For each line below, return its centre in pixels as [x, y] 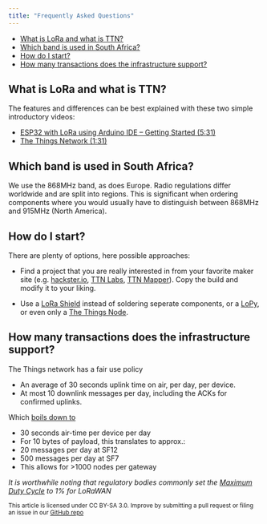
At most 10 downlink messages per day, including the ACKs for [123, 393]
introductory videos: [42, 117]
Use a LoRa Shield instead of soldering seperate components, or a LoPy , [140, 304]
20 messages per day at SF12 [69, 449]
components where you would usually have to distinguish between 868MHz [133, 203]
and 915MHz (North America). [58, 211]
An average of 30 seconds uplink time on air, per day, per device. [128, 385]
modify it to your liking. [58, 288]
